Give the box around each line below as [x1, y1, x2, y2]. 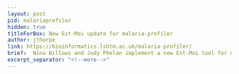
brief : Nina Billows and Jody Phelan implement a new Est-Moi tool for [7, 50, 228, 57]
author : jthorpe [7, 37, 55, 44]
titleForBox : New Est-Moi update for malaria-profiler [7, 30, 174, 37]
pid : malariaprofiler [7, 17, 72, 24]
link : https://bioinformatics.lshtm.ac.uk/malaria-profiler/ [7, 43, 193, 50]
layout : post [7, 10, 46, 18]
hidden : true [7, 23, 46, 30]
